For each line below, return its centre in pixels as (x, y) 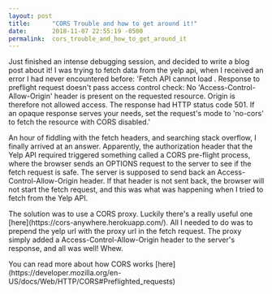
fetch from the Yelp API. (48, 198)
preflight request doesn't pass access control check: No (102, 88)
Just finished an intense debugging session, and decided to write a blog (129, 62)
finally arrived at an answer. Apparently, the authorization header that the (131, 146)
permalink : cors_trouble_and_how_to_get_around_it (97, 39)
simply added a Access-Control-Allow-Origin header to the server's (122, 240)
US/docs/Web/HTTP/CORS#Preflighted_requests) (92, 282)
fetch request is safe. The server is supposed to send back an (112, 172)
